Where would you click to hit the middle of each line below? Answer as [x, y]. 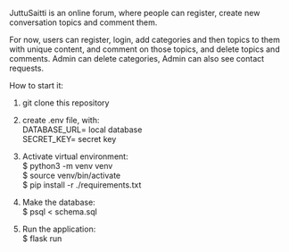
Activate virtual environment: [75, 156]
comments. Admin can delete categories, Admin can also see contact [137, 59]
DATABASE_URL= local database [82, 130]
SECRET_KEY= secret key [69, 139]
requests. [27, 68]
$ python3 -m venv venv [67, 166]
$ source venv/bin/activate [71, 175]
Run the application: [59, 229]
